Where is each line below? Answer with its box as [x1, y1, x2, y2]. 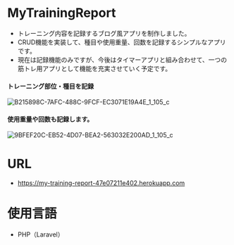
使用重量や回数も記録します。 [7, 115, 94, 123]
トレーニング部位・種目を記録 [7, 82, 94, 90]
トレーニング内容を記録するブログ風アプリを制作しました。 [17, 29, 191, 37]
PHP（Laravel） [17, 230, 64, 239]
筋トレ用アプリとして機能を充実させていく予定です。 [17, 64, 171, 73]
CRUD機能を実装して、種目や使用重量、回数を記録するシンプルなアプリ [17, 37, 227, 46]
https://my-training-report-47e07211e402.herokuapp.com [17, 179, 185, 187]
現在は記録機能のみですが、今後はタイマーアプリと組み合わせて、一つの [17, 55, 228, 64]
